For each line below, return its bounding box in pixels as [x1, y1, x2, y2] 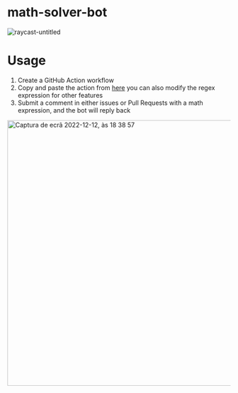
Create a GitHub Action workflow [17, 76, 115, 84]
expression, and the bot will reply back [17, 106, 131, 114]
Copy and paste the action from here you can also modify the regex [17, 83, 215, 92]
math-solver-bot [7, 4, 108, 21]
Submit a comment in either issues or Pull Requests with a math [17, 98, 203, 107]
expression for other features [17, 91, 103, 99]
